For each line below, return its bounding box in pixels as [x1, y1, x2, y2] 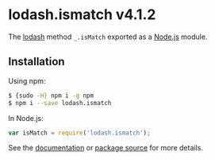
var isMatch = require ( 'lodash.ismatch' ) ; [8, 129, 151, 137]
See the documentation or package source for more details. [8, 143, 204, 153]
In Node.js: [8, 113, 44, 123]
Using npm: [8, 76, 46, 85]
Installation [8, 55, 65, 68]
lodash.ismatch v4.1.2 [8, 6, 156, 24]
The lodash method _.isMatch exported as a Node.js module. [8, 32, 208, 41]
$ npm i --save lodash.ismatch [8, 99, 112, 107]
